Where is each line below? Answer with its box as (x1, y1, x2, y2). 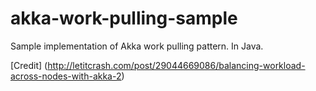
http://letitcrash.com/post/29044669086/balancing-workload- (47, 59, 306, 71)
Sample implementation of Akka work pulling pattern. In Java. (10, 40, 264, 52)
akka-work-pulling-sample (10, 7, 238, 30)
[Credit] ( (10, 59, 48, 71)
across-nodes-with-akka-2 (10, 70, 122, 82)
